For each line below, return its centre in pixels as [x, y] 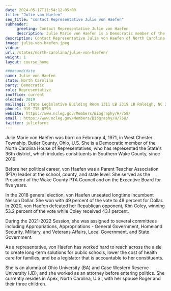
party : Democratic [25, 85]
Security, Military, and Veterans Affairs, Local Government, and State [77, 232]
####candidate [20, 71]
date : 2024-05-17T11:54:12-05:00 [41, 10]
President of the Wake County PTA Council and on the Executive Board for [83, 180]
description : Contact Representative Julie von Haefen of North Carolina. [86, 39]
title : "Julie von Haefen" [34, 15]
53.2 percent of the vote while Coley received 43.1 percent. [67, 211]
